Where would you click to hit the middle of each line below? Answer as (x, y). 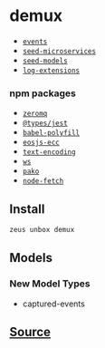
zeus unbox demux (42, 230)
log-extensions (51, 70)
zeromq (35, 114)
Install (27, 209)
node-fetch (43, 181)
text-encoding (49, 152)
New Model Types (50, 284)
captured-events (54, 304)
